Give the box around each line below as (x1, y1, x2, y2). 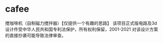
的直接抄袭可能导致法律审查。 (5, 32, 66, 38)
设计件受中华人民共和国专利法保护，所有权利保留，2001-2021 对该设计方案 (5, 26, 159, 32)
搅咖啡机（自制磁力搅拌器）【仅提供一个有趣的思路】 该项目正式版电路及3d (5, 20, 158, 26)
